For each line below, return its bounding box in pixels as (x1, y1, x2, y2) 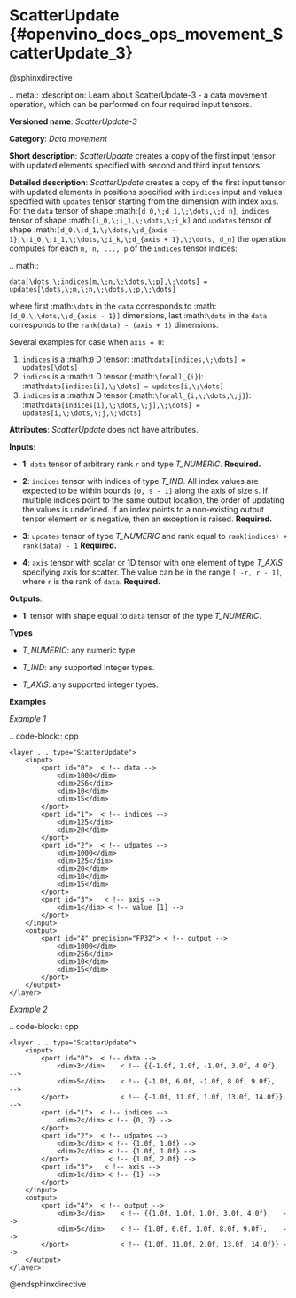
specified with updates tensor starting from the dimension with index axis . (9, 196, 279, 207)
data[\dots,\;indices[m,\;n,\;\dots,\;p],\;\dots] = (9, 277, 208, 286)
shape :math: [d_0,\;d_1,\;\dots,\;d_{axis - (9, 223, 176, 235)
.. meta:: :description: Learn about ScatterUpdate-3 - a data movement (9, 90, 268, 100)
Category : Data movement (9, 133, 108, 144)
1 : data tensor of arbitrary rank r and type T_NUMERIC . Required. (21, 458, 261, 469)
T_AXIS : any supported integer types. (21, 679, 160, 690)
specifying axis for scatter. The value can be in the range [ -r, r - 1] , (21, 567, 283, 577)
